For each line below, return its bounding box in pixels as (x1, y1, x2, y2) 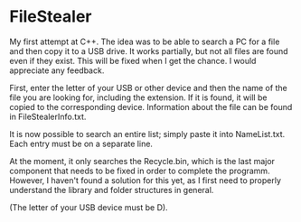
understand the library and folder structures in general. (9, 184, 214, 195)
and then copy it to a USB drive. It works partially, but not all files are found (9, 45, 288, 56)
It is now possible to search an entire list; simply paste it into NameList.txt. (9, 128, 286, 139)
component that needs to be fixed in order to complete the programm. (9, 165, 270, 176)
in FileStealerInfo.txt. (9, 111, 87, 122)
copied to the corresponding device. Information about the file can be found (9, 101, 293, 112)
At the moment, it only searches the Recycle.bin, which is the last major (9, 155, 276, 166)
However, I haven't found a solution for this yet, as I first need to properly (9, 174, 282, 186)
